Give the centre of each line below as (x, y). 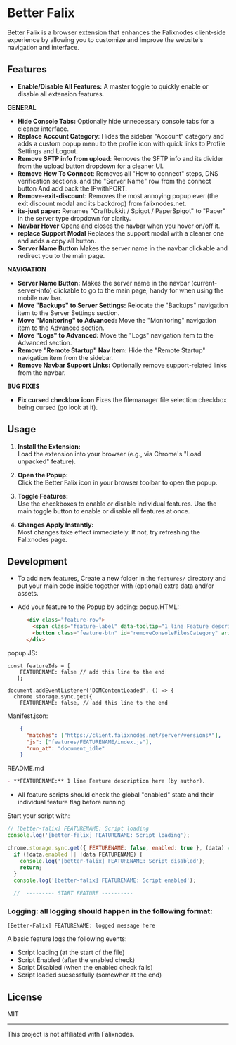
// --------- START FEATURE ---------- (73, 893)
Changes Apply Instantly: (55, 525)
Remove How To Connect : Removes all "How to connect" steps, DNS (118, 173)
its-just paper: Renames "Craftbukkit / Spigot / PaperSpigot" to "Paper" (122, 211)
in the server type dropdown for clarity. (74, 218)
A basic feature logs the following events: (67, 939)
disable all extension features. (61, 94)
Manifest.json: (28, 716)
